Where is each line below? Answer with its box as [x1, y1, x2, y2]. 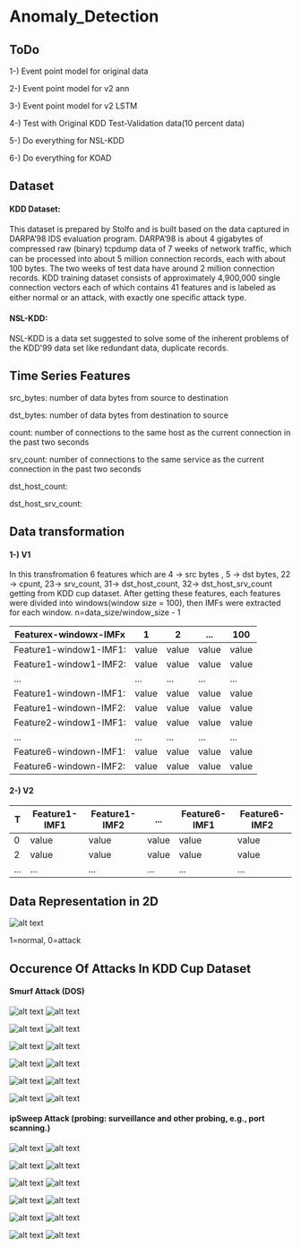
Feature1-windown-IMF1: [13, 688, 126, 700]
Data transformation [9, 524, 125, 539]
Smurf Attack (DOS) [9, 986, 85, 997]
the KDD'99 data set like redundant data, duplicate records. [9, 342, 229, 353]
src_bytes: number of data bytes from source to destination [9, 392, 228, 403]
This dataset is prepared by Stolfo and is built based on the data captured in [9, 223, 289, 234]
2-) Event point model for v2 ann [9, 83, 130, 93]
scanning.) [9, 1122, 51, 1133]
